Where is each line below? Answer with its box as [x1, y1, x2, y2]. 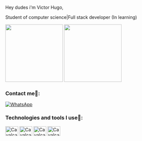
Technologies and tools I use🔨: [5, 114, 83, 122]
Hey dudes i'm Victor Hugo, [5, 5, 64, 10]
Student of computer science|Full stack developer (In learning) [5, 14, 137, 20]
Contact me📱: [5, 89, 40, 97]
